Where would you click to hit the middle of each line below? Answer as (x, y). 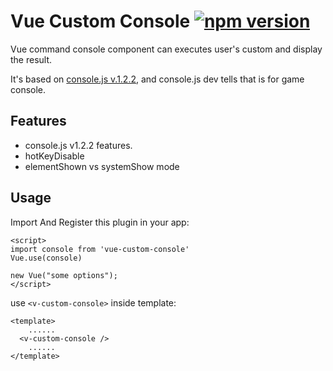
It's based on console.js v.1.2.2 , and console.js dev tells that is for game (157, 79)
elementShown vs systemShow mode (102, 166)
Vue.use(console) (46, 258)
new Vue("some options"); (64, 275)
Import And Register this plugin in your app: (100, 222)
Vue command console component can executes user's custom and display (166, 49)
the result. (31, 59)
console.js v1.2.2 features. (78, 145)
